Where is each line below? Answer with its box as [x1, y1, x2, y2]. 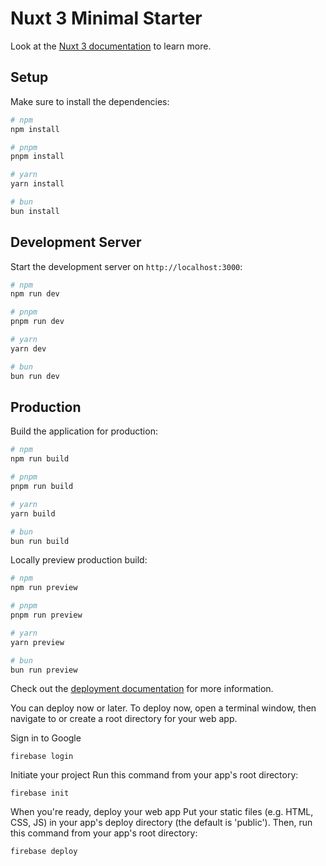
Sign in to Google [10, 732, 82, 744]
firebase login [10, 752, 74, 762]
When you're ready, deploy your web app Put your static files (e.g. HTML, [10, 806, 314, 818]
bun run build [10, 536, 70, 546]
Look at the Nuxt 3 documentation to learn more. [10, 40, 212, 52]
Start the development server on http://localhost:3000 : [10, 260, 243, 272]
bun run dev [10, 371, 60, 381]
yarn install [10, 179, 65, 189]
